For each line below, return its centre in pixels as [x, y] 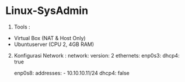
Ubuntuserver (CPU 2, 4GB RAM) [54, 44]
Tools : [22, 27]
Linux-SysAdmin [47, 11]
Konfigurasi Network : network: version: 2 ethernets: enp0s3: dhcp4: [97, 55]
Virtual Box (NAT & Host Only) [50, 38]
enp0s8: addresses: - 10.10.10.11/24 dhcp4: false [71, 73]
